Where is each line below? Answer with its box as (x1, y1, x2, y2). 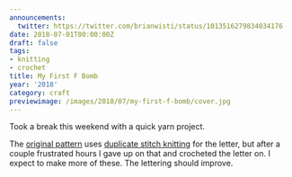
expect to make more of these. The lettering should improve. (9, 158, 234, 169)
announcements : (9, 13, 66, 22)
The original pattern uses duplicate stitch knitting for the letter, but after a (9, 138, 281, 149)
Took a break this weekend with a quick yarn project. (9, 121, 205, 132)
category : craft (9, 88, 70, 97)
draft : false (9, 38, 58, 48)
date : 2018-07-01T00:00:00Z (9, 30, 115, 39)
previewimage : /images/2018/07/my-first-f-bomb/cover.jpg (9, 96, 231, 106)
